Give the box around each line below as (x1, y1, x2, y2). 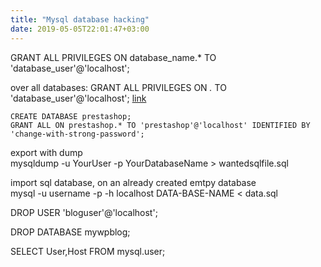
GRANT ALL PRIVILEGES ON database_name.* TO (10, 51, 217, 63)
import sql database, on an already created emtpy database (10, 176, 257, 188)
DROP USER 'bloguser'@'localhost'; (10, 206, 158, 218)
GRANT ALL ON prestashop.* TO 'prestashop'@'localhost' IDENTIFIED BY (10, 120, 311, 130)
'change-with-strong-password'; (10, 129, 145, 139)
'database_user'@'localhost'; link (10, 92, 147, 104)
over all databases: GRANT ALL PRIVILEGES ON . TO (10, 81, 227, 93)
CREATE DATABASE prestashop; (10, 111, 132, 121)
